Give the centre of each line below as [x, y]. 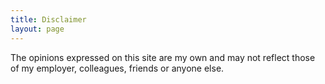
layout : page [37, 29]
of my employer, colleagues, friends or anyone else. [117, 68]
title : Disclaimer [48, 19]
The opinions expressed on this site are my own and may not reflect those [163, 57]
